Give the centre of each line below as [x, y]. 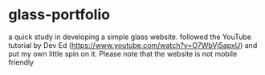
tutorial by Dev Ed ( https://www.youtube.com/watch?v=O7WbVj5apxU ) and [133, 45]
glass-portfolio [59, 15]
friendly [21, 62]
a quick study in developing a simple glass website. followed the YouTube [130, 37]
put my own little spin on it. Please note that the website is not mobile [123, 53]
